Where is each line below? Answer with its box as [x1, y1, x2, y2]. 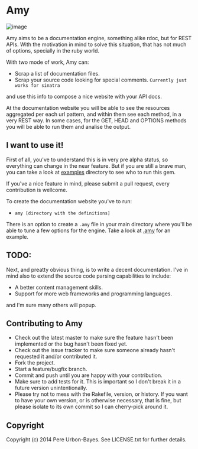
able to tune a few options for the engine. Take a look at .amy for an [6, 227, 171, 234]
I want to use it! [6, 140, 64, 151]
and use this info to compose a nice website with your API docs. [6, 93, 163, 100]
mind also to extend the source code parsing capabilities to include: [6, 272, 171, 279]
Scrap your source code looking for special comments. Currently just [14, 76, 187, 83]
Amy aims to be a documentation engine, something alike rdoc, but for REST [6, 34, 192, 41]
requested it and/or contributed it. [14, 353, 98, 360]
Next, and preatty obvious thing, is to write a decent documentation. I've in [6, 266, 188, 273]
